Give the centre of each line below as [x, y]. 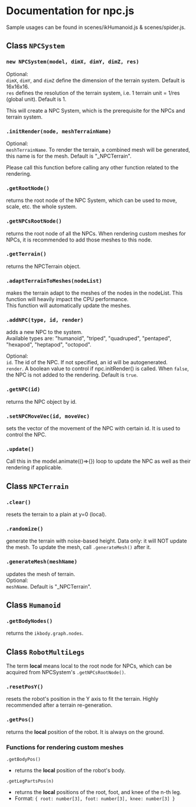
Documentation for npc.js [70, 11]
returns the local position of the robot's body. [70, 770]
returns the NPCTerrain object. [43, 266]
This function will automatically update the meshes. [69, 306]
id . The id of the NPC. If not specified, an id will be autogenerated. [87, 362]
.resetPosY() [25, 687]
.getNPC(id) [23, 390]
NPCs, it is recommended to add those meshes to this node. [79, 240]
